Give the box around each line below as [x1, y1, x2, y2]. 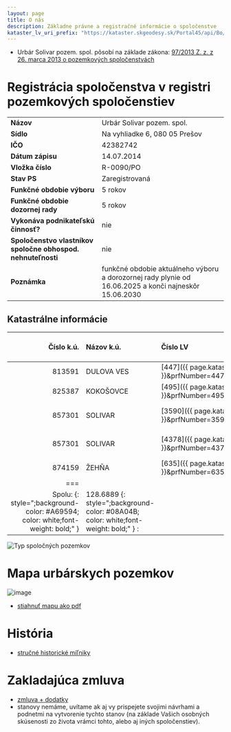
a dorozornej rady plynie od [102, 273, 191, 282]
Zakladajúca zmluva [7, 673, 125, 688]
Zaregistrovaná [102, 174, 151, 184]
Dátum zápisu [10, 152, 57, 162]
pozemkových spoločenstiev [7, 94, 175, 110]
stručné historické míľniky [16, 648, 91, 656]
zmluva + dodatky [16, 695, 69, 703]
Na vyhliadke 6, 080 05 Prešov [102, 129, 203, 139]
